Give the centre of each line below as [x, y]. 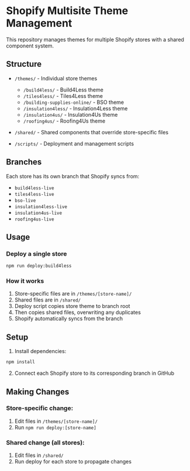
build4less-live [34, 188]
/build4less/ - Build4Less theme [63, 90]
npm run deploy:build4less [39, 266]
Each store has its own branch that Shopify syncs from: [73, 176]
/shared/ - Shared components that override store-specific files [91, 132]
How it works [25, 281]
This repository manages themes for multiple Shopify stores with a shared [95, 39]
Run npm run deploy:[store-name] [55, 427]
